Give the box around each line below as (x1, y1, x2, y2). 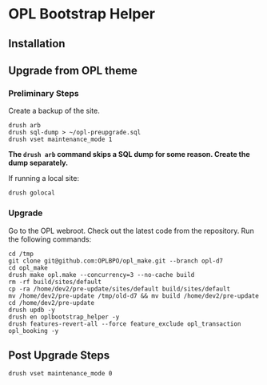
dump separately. (8, 158, 69, 168)
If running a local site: (8, 174, 80, 183)
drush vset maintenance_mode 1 (8, 135, 113, 144)
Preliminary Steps (8, 87, 79, 98)
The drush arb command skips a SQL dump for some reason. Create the (8, 150, 250, 159)
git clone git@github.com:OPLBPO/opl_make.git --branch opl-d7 (8, 257, 224, 265)
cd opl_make (8, 263, 48, 272)
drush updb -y (8, 306, 56, 314)
